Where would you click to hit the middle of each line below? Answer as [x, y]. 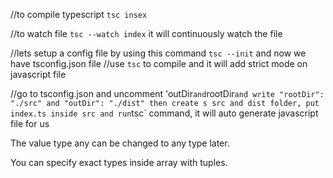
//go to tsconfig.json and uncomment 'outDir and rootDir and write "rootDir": [167, 93]
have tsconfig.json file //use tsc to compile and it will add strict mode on [159, 63]
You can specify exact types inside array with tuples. [119, 162]
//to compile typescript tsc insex [79, 14]
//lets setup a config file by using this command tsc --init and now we [158, 53]
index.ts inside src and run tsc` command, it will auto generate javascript [164, 113]
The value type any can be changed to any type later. [120, 143]
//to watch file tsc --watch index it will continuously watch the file [146, 33]
